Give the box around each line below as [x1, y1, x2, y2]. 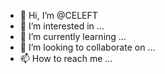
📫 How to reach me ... [19, 53, 113, 64]
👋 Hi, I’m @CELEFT [19, 10, 98, 21]
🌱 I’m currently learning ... [19, 31, 127, 42]
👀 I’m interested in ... [19, 20, 105, 32]
